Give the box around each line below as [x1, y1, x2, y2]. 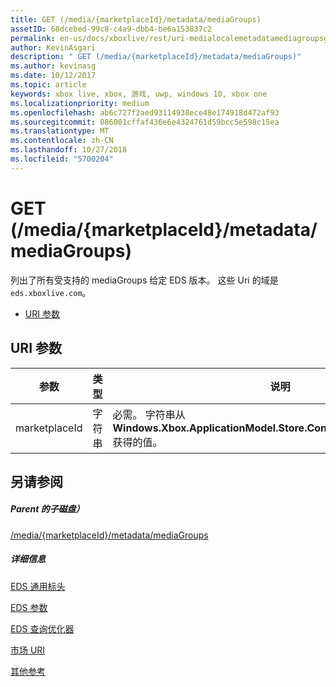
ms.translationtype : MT [10, 126, 110, 136]
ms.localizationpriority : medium [10, 98, 150, 108]
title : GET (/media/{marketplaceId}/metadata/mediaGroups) [10, 14, 262, 25]
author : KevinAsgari [10, 42, 97, 53]
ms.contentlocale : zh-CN [10, 136, 114, 146]
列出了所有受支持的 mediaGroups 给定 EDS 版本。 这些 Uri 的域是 [10, 274, 279, 286]
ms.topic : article [10, 80, 87, 90]
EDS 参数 [10, 601, 48, 613]
